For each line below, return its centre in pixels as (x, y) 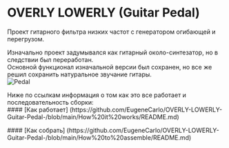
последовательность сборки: (51, 102)
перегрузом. (26, 39)
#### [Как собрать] (36, 130)
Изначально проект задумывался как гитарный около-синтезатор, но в (113, 52)
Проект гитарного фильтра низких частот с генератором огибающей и (111, 32)
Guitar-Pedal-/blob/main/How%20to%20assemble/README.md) (99, 137)
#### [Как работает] (38, 109)
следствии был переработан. (50, 59)
